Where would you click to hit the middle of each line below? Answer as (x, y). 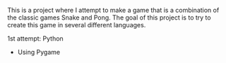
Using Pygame (39, 52)
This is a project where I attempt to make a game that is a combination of (113, 10)
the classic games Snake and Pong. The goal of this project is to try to (109, 17)
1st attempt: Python (35, 38)
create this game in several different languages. (77, 25)
